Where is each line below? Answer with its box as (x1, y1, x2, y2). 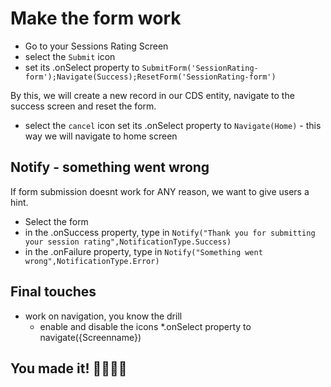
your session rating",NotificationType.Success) (24, 237, 232, 247)
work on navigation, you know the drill (24, 310, 183, 322)
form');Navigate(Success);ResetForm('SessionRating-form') (24, 72, 277, 82)
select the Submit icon (24, 50, 116, 62)
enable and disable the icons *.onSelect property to (39, 320, 252, 332)
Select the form (24, 215, 89, 227)
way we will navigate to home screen (24, 130, 178, 142)
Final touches (10, 283, 97, 301)
